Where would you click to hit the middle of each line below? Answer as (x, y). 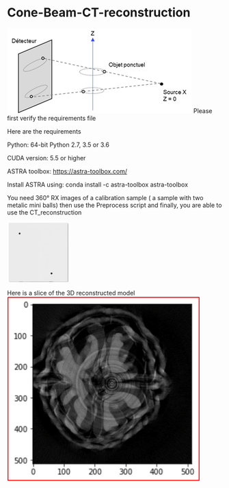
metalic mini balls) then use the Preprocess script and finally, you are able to (114, 205)
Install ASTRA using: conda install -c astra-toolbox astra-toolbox (98, 184)
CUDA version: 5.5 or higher (46, 158)
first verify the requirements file (52, 118)
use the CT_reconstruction (44, 212)
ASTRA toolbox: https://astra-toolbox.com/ (67, 171)
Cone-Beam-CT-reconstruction (99, 13)
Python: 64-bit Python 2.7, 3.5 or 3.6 (58, 145)
